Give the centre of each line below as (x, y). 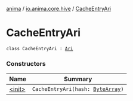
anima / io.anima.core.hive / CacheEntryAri (59, 9)
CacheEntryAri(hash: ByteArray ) (78, 89)
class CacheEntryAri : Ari (40, 48)
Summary (78, 79)
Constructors (26, 63)
